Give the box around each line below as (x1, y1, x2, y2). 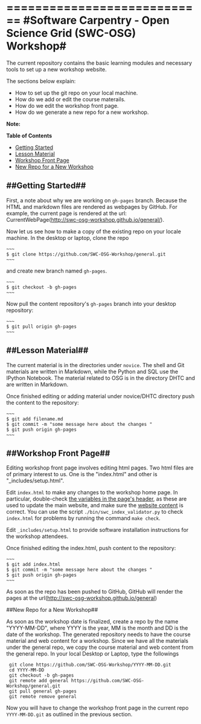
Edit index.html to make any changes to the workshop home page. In (6, 489, 178, 496)
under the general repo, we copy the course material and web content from (6, 643, 194, 651)
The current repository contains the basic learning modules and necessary (6, 59, 192, 67)
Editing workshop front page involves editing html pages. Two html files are (6, 464, 194, 471)
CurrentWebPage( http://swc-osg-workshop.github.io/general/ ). (6, 216, 165, 223)
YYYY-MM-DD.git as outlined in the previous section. (6, 711, 133, 718)
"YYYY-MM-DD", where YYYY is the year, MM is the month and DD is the (6, 625, 188, 632)
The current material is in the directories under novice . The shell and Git (6, 361, 185, 368)
